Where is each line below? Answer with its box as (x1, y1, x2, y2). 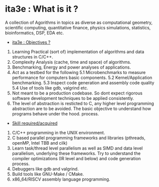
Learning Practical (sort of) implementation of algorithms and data (12, 49, 144, 55)
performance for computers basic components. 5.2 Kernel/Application (12, 75, 153, 80)
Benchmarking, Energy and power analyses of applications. (12, 64, 131, 70)
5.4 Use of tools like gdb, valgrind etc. (12, 85, 88, 91)
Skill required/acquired (12, 120, 58, 126)
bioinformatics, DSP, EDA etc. (5, 30, 64, 36)
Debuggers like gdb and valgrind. (12, 166, 79, 171)
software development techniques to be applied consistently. (12, 95, 134, 101)
